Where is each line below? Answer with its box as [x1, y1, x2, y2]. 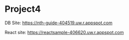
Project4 [4, 3, 41, 15]
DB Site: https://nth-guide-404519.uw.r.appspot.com [4, 20, 113, 26]
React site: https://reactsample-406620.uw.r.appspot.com [4, 29, 124, 35]
